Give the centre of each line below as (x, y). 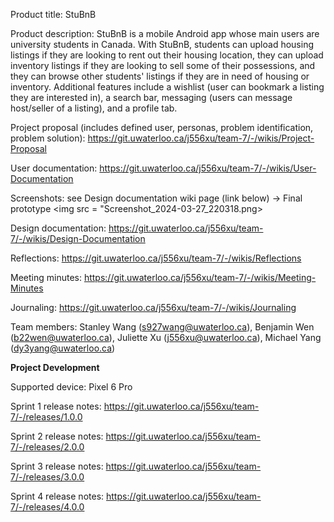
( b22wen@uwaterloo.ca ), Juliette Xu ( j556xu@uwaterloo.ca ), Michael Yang (166, 337)
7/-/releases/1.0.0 (46, 417)
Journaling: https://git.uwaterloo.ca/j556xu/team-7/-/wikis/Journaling (153, 307)
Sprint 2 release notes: (57, 436)
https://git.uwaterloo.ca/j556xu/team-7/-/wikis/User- (208, 168)
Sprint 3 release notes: (57, 466)
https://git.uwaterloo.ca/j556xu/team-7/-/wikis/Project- (201, 138)
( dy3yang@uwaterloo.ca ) (63, 348)
